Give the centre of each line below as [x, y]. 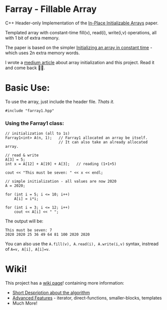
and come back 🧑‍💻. [25, 68]
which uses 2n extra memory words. [42, 53]
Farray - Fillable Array [51, 9]
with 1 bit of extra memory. [32, 38]
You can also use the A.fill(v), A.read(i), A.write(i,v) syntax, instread [82, 244]
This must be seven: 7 [29, 230]
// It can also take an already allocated [103, 142]
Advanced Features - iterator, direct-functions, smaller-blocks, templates [87, 298]
